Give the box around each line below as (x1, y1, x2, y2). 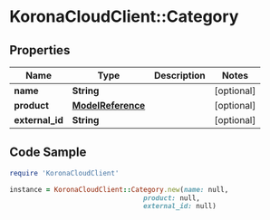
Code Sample (9, 145, 87, 160)
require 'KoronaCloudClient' (9, 168, 120, 177)
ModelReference (72, 100, 146, 111)
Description (153, 70, 206, 81)
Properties (9, 43, 71, 58)
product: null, (143, 193, 201, 203)
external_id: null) (143, 202, 217, 211)
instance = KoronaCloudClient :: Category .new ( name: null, (9, 185, 229, 194)
